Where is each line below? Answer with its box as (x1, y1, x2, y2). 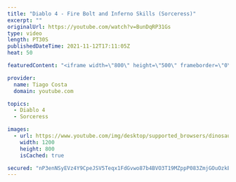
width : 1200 (20, 139, 55, 146)
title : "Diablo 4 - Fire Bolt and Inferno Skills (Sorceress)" (7, 10, 197, 17)
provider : (7, 74, 37, 81)
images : (7, 126, 30, 133)
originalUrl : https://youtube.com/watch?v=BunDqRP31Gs (7, 23, 171, 30)
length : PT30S (7, 36, 49, 43)
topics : (7, 100, 30, 107)
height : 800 (20, 145, 55, 153)
